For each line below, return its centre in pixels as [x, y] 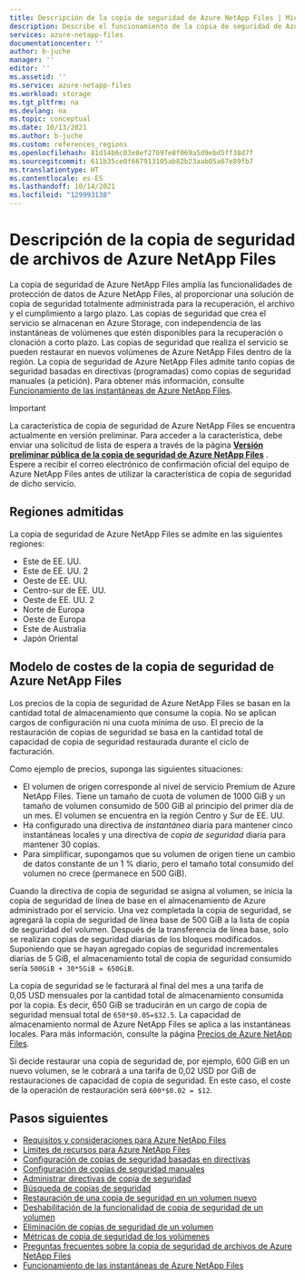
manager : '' [32, 60]
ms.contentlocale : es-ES [56, 178]
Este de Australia [54, 628]
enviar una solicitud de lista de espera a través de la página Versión [136, 445]
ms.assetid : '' [38, 77]
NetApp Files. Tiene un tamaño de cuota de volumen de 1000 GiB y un [154, 796]
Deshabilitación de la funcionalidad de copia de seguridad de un [143, 1207]
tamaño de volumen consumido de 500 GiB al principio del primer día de [158, 805]
